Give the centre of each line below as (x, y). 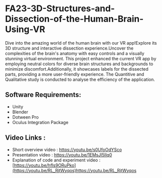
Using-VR (25, 29)
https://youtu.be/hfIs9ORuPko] (45, 165)
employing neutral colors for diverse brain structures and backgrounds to (79, 64)
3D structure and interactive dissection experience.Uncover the (69, 48)
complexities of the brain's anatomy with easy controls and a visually (75, 53)
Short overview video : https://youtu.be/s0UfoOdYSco (67, 150)
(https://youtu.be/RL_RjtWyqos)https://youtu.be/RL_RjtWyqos (74, 170)
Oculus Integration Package (40, 122)
